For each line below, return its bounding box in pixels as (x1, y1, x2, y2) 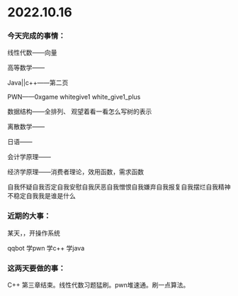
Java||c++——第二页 (7, 79, 69, 87)
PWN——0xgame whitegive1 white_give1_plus (7, 93, 141, 102)
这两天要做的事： (7, 263, 66, 273)
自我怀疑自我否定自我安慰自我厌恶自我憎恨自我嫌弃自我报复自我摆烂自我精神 (7, 182, 231, 192)
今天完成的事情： (7, 31, 66, 41)
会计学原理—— (7, 153, 51, 161)
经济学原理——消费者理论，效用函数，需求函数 (7, 168, 144, 176)
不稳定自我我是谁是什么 (7, 192, 76, 200)
